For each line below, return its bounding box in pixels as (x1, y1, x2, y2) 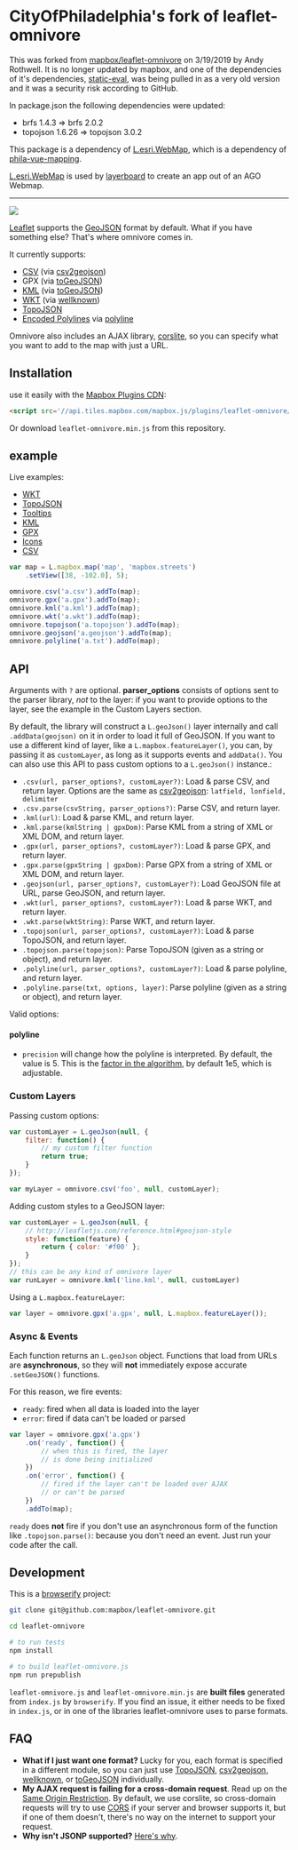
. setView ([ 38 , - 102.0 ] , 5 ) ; (25, 571, 129, 580)
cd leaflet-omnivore (9, 1622, 86, 1631)
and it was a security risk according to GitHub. (9, 83, 179, 93)
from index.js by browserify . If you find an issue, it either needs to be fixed (9, 1695, 286, 1707)
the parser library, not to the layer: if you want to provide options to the (9, 695, 268, 706)
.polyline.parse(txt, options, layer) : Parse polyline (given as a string (21, 982, 287, 993)
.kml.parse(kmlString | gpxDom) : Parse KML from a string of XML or (21, 822, 273, 833)
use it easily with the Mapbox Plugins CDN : (9, 389, 167, 400)
